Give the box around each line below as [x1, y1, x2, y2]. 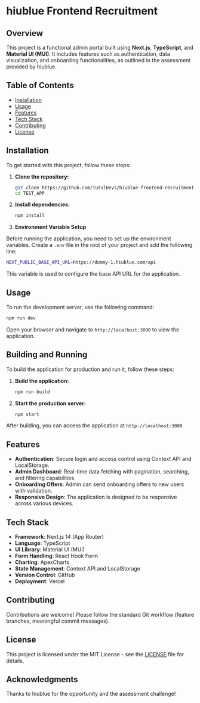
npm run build [14, 388, 50, 395]
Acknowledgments [6, 674, 79, 684]
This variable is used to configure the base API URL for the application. [6, 270, 180, 277]
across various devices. [14, 500, 73, 507]
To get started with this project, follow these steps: [6, 161, 131, 168]
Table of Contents [6, 80, 75, 90]
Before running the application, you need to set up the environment [6, 235, 171, 242]
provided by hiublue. [6, 63, 57, 70]
